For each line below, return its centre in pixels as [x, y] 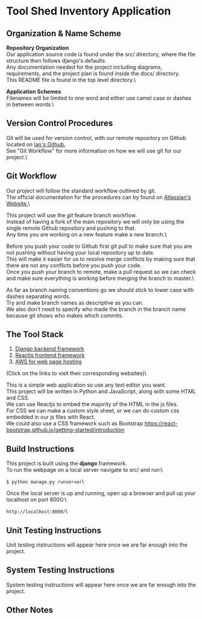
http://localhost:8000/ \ [37, 512]
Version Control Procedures [60, 123]
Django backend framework [49, 349]
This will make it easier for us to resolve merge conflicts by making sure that [101, 259]
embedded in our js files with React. [51, 417]
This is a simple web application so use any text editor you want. [87, 385]
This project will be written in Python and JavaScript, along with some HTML [101, 392]
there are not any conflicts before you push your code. [74, 265]
